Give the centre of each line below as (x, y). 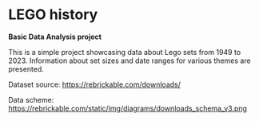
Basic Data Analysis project (55, 37)
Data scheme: (31, 100)
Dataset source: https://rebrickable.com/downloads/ (95, 84)
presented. (26, 68)
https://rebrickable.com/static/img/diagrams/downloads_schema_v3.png (128, 108)
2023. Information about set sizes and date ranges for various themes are (129, 60)
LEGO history (53, 15)
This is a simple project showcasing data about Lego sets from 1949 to (125, 52)
